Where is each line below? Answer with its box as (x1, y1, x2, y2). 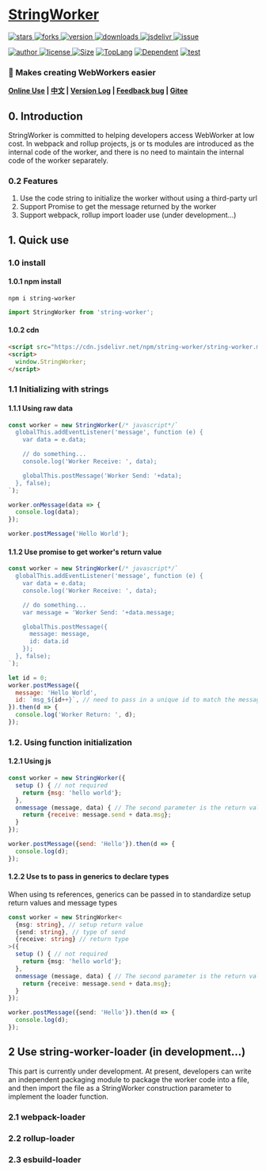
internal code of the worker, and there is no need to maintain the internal (8, 147, 244, 157)
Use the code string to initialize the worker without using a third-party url (19, 193, 257, 203)
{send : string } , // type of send (15, 928, 126, 936)
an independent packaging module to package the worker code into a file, (8, 1074, 249, 1084)
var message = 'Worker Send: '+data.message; (22, 608, 176, 616)
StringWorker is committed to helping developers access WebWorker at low (8, 131, 255, 140)
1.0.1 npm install (8, 277, 62, 286)
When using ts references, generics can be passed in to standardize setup (8, 890, 251, 899)
